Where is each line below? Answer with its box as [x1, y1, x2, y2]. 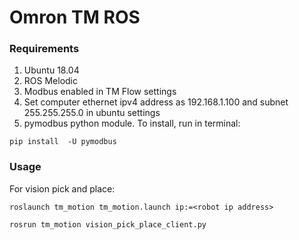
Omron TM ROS [9, 6, 141, 29]
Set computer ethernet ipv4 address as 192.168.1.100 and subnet [23, 96, 289, 108]
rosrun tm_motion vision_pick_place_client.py [9, 219, 207, 230]
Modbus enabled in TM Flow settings [23, 86, 177, 98]
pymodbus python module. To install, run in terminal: [23, 117, 241, 130]
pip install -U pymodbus [9, 137, 117, 147]
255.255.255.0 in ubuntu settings [23, 107, 161, 119]
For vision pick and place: [9, 182, 116, 195]
